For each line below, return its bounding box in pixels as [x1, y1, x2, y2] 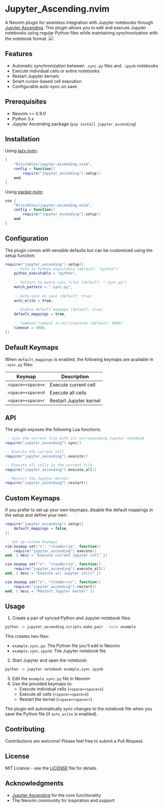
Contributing [5, 725, 45, 733]
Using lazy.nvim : [5, 148, 38, 154]
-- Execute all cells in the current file [5, 462, 92, 467]
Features [5, 50, 33, 58]
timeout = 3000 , [14, 325, 47, 330]
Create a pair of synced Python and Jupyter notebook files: [12, 615, 131, 621]
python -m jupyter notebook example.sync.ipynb [5, 667, 104, 672]
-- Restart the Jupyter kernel [5, 476, 69, 481]
